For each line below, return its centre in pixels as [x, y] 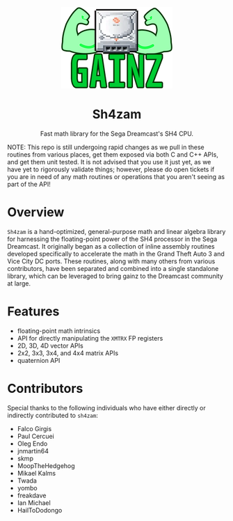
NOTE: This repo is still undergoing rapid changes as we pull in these [106, 147]
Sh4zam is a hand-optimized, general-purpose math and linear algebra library [116, 231]
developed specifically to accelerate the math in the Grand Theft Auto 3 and [116, 254]
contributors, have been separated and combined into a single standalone [113, 268]
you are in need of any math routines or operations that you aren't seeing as [116, 176]
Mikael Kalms [37, 473]
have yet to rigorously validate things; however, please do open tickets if [111, 169]
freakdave [32, 495]
